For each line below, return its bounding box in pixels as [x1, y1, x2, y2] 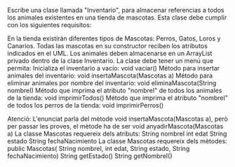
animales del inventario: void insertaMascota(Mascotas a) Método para [7, 71, 213, 80]
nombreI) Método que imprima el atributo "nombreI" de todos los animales [7, 87, 222, 94]
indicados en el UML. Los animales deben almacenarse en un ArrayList [7, 49, 213, 57]
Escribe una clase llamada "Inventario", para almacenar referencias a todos [7, 6, 224, 14]
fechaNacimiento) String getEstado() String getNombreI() [7, 152, 173, 160]
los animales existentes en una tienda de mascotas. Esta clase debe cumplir [7, 13, 227, 22]
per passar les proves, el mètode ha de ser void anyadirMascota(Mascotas [7, 122, 224, 130]
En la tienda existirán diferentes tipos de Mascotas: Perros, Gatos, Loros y [7, 34, 221, 43]
